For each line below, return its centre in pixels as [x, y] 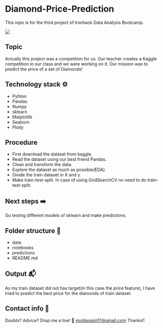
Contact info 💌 [27, 309]
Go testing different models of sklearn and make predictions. [66, 215]
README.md [25, 258]
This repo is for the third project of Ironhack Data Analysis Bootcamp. [74, 22]
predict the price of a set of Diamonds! [44, 69]
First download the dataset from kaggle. [52, 154]
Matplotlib [22, 117]
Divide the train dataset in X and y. [46, 175]
